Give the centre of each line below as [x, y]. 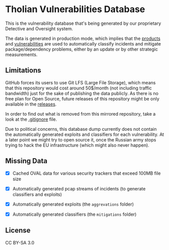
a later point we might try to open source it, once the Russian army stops [81, 139]
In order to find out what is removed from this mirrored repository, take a [80, 114]
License [18, 231]
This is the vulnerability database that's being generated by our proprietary [83, 23]
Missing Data [26, 161]
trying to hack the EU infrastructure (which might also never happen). [77, 145]
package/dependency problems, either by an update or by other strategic [81, 49]
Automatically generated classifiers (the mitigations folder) [74, 214]
